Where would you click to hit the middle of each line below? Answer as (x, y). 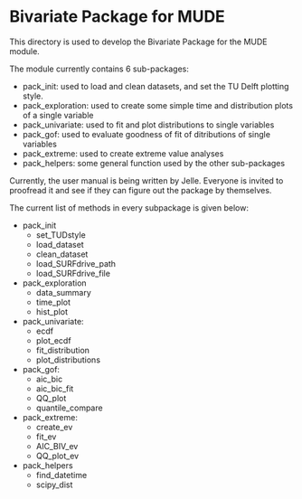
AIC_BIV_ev (57, 446)
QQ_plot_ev (57, 456)
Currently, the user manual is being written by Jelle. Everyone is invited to (146, 180)
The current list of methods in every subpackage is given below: (129, 207)
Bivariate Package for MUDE (118, 17)
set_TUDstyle (61, 235)
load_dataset (60, 244)
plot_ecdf (53, 340)
